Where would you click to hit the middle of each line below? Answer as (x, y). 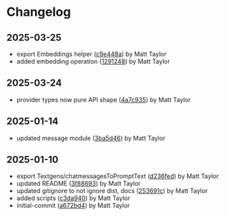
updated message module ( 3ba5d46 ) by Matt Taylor (91, 138)
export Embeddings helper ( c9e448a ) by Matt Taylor (91, 54)
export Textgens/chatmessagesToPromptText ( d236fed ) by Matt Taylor (117, 176)
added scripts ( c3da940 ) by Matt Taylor (73, 198)
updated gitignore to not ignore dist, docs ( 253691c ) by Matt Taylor (112, 191)
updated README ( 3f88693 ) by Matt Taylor (78, 184)
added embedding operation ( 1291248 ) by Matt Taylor (93, 61)
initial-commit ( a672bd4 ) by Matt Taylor (73, 206)
